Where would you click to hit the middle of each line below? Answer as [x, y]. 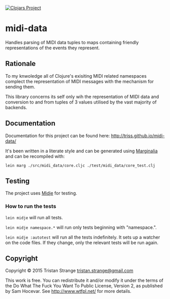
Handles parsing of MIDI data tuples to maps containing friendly [72, 42]
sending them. [20, 87]
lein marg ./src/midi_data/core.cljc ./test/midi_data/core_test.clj [80, 165]
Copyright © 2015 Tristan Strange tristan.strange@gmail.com [69, 271]
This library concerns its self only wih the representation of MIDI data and [82, 96]
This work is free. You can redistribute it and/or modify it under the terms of [84, 280]
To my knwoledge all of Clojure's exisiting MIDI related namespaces [76, 76]
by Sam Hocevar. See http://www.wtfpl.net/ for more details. [69, 291]
